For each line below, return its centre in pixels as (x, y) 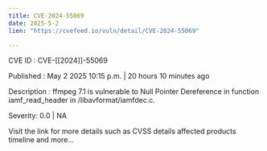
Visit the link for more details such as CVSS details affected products (122, 131)
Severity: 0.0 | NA (37, 116)
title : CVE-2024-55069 (46, 16)
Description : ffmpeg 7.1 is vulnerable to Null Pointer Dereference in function (134, 92)
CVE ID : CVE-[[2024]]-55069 (58, 60)
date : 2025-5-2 (34, 23)
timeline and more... (41, 140)
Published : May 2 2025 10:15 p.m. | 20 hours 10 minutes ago (109, 76)
